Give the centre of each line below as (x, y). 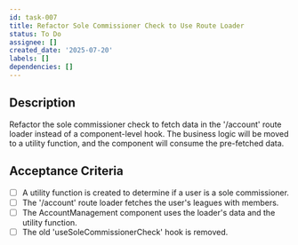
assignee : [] (33, 42)
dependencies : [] (41, 67)
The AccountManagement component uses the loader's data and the (149, 212)
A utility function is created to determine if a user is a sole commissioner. (155, 193)
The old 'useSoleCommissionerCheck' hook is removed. (125, 232)
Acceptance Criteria (66, 171)
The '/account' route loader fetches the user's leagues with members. (150, 202)
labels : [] (29, 59)
